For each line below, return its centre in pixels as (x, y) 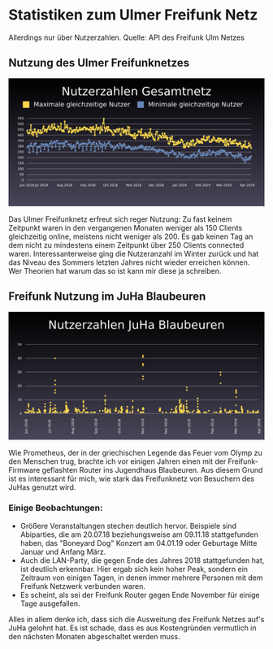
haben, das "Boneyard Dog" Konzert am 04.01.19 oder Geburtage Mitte (139, 543)
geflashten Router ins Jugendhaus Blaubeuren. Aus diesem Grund (152, 469)
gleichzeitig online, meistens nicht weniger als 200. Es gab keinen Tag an (131, 236)
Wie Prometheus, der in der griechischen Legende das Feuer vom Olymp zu (135, 452)
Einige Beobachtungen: (56, 508)
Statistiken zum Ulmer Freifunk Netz (133, 15)
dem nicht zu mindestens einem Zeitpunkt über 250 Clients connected (126, 244)
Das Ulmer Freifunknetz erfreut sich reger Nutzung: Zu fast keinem (120, 219)
